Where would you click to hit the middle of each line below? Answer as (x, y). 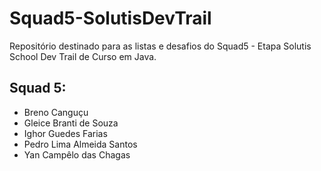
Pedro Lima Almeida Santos (80, 144)
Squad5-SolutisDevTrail (110, 18)
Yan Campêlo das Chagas (77, 154)
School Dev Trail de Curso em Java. (83, 56)
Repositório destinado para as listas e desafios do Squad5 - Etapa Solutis (160, 46)
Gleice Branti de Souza (71, 123)
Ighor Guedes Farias (65, 133)
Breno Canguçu (56, 112)
